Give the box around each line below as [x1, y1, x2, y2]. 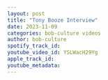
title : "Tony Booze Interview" [7, 17, 98, 24]
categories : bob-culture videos [7, 29, 101, 37]
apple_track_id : [7, 56, 54, 63]
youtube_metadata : [7, 62, 61, 69]
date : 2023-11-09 [7, 23, 58, 30]
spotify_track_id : [7, 42, 61, 49]
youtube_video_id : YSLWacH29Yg [7, 49, 98, 56]
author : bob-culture [7, 36, 68, 43]
